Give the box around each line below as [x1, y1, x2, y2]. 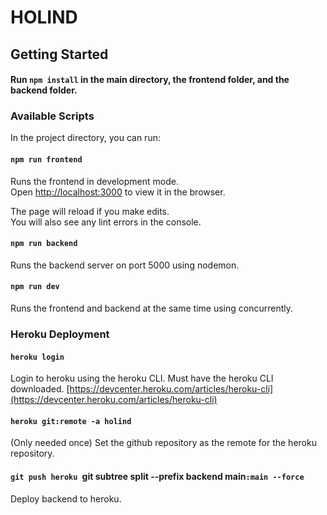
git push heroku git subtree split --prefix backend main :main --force [10, 471, 305, 482]
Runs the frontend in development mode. [10, 175, 179, 187]
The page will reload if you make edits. [10, 205, 170, 217]
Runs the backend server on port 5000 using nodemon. [10, 259, 240, 271]
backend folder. [10, 84, 78, 96]
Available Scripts [10, 109, 95, 123]
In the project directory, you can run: [10, 132, 161, 144]
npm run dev [10, 282, 60, 292]
